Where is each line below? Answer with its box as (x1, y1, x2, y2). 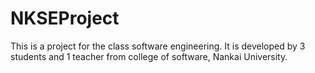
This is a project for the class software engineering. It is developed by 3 (10, 40, 306, 52)
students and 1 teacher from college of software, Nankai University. (10, 50, 288, 62)
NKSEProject (10, 7, 120, 30)
